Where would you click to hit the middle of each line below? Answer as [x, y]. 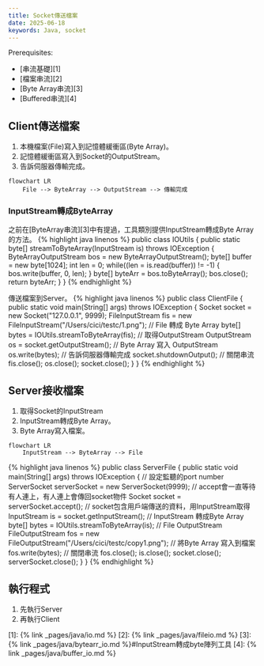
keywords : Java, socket [47, 30]
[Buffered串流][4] [48, 99]
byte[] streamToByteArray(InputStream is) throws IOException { [111, 248]
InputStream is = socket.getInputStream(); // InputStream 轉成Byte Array [126, 517]
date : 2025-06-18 [37, 23]
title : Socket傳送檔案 [43, 15]
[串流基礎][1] [40, 69]
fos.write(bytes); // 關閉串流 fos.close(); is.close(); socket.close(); [115, 553]
